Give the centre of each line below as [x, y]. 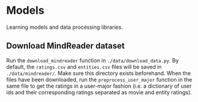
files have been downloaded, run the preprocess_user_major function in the [99, 79]
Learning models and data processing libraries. [65, 27]
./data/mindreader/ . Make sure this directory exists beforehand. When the [99, 73]
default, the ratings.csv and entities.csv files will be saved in [84, 67]
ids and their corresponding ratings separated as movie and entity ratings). [99, 92]
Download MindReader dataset [66, 46]
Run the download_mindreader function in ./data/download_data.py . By [92, 60]
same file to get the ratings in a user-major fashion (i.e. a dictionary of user [99, 86]
